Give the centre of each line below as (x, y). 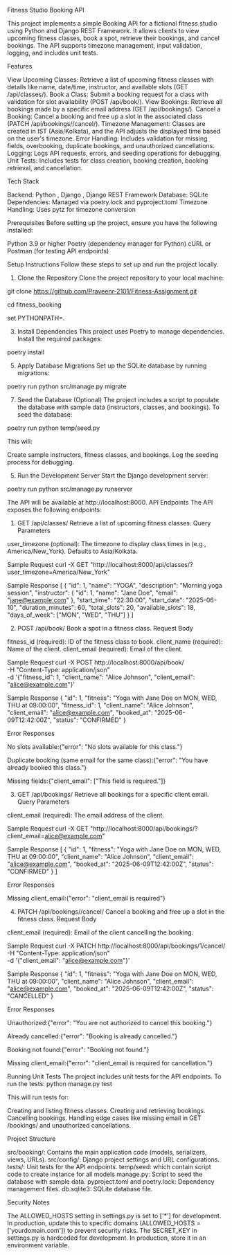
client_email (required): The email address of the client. (86, 815)
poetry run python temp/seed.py (54, 428)
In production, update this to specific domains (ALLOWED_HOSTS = (104, 1223)
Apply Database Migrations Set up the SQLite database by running (112, 365)
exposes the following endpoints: (54, 509)
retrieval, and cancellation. (45, 168)
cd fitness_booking (35, 305)
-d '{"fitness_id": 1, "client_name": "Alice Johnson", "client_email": (101, 677)
